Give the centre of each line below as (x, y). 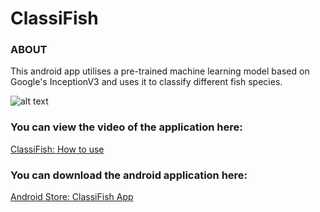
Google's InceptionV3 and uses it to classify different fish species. (146, 82)
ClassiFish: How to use (57, 149)
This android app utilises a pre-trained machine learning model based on (160, 71)
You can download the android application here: (129, 175)
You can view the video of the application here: (126, 127)
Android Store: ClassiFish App (72, 197)
